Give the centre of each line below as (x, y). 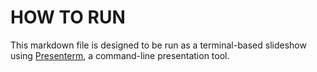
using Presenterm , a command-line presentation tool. (120, 55)
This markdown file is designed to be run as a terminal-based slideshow (158, 45)
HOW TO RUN (68, 17)
